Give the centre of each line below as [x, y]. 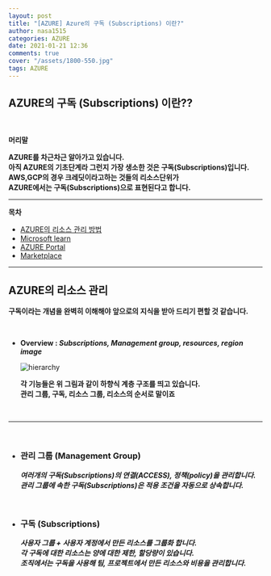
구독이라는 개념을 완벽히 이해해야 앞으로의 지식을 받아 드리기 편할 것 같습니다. [128, 311]
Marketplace [41, 255]
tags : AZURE [28, 69]
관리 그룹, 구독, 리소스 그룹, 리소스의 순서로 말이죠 [98, 394]
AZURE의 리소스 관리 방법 [61, 229]
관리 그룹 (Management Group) [80, 456]
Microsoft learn [45, 238]
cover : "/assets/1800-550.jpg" [61, 61]
